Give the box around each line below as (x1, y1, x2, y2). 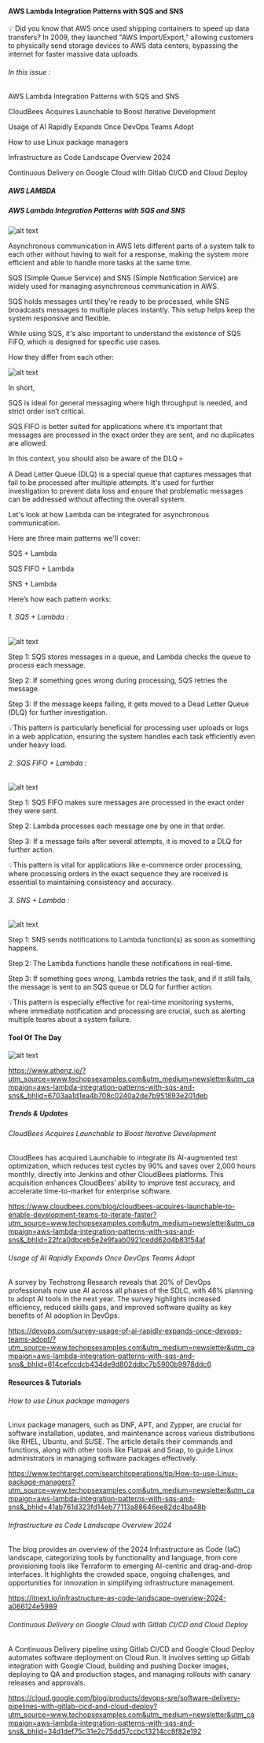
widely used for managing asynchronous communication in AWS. (8, 281, 219, 290)
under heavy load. (8, 740, 67, 749)
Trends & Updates (8, 1108, 68, 1118)
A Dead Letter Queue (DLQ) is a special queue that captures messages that (8, 469, 252, 479)
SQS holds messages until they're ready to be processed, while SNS (8, 296, 229, 306)
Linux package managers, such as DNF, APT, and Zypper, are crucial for (8, 1420, 242, 1430)
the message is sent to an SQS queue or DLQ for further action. (8, 983, 214, 992)
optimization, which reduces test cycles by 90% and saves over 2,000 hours (8, 1161, 256, 1171)
